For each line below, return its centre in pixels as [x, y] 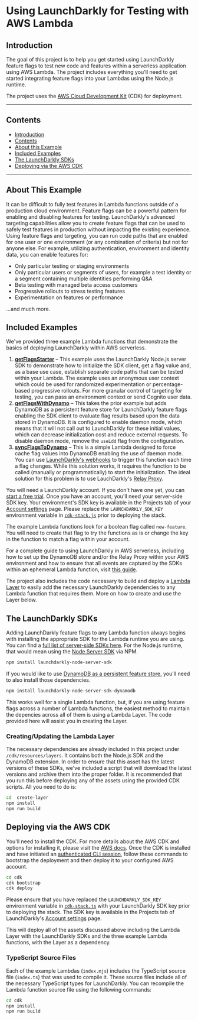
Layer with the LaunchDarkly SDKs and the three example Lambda [87, 936]
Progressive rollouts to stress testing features [70, 291]
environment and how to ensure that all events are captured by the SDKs [94, 564]
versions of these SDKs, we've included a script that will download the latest [99, 768]
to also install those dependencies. [48, 680]
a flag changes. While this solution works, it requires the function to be [100, 466]
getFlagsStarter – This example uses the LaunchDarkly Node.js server [100, 360]
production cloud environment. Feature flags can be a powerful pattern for [96, 211]
